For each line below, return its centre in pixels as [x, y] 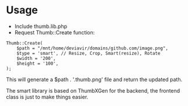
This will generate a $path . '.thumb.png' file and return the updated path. [94, 79]
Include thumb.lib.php [41, 26]
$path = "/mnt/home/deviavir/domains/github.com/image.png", [92, 48]
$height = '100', [38, 63]
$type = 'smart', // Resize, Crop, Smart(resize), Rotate [88, 53]
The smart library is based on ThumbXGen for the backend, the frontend [93, 90]
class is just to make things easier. [47, 97]
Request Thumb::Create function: [55, 32]
